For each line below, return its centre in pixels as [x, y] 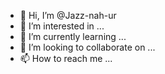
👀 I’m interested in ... [62, 26]
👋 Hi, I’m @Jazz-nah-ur [68, 15]
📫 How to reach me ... [66, 58]
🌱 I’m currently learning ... [73, 36]
